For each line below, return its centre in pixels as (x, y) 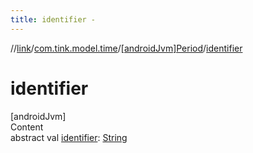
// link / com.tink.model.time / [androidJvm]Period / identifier (126, 48)
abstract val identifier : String (69, 137)
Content (27, 127)
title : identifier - (53, 19)
